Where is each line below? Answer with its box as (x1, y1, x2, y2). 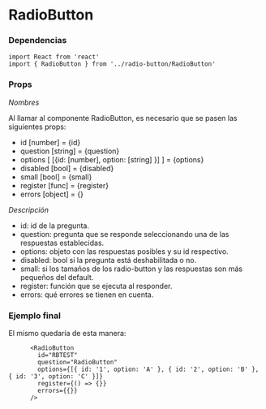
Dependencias (8, 35, 67, 46)
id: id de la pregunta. (19, 221, 89, 230)
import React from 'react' (8, 53, 100, 62)
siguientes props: (8, 122, 66, 131)
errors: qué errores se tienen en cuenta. (19, 290, 154, 299)
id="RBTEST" (37, 351, 79, 359)
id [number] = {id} (19, 137, 81, 147)
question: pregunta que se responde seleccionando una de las (19, 229, 230, 239)
